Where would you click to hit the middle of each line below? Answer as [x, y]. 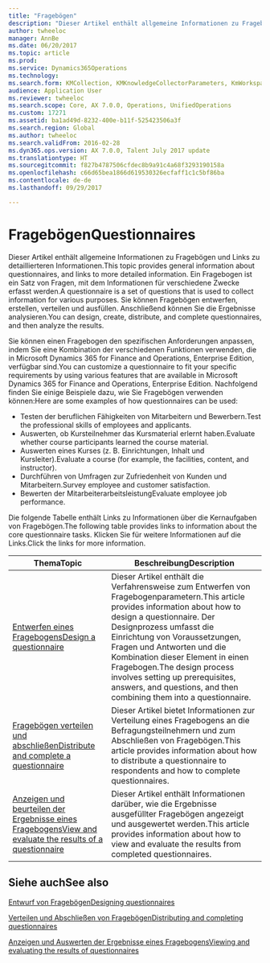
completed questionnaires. [162, 854]
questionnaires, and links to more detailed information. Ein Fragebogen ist [131, 274]
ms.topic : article [39, 53]
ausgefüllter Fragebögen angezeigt [178, 813]
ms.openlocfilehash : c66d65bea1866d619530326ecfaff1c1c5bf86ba [117, 173]
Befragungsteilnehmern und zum [173, 730]
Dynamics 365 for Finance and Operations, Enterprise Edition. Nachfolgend [133, 384]
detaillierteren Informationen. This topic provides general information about [132, 265]
